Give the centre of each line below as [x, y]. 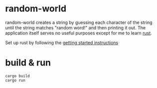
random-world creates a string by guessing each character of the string [79, 22]
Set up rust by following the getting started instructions [62, 42]
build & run [28, 63]
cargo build [17, 76]
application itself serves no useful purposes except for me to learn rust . [78, 33]
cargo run [15, 80]
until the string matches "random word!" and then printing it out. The [76, 27]
